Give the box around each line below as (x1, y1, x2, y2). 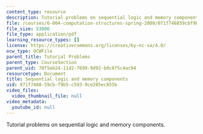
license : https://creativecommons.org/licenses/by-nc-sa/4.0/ (6, 43, 166, 49)
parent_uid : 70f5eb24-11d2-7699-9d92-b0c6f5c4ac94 (6, 65, 137, 71)
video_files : (6, 88, 39, 94)
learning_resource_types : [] (6, 37, 80, 43)
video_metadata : (6, 98, 47, 104)
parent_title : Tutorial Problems (6, 54, 91, 60)
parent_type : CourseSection (6, 59, 77, 65)
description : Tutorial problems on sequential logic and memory (6, 14, 172, 21)
